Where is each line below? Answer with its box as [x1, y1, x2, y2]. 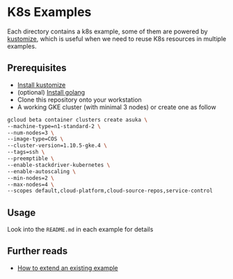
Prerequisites [7, 62, 67, 74]
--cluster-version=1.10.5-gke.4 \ [7, 142, 108, 150]
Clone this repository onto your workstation [17, 95, 143, 104]
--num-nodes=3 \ [7, 129, 54, 136]
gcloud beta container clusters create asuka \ [7, 116, 148, 123]
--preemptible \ [7, 155, 54, 162]
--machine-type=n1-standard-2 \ [7, 122, 101, 129]
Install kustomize [17, 81, 66, 89]
